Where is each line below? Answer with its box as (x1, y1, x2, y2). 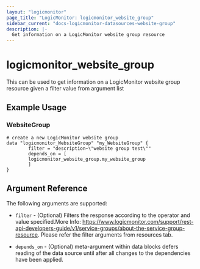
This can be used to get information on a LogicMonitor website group (6, 78, 180, 86)
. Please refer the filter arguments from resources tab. (37, 230, 173, 238)
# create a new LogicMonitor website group (6, 134, 119, 141)
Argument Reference (6, 183, 88, 194)
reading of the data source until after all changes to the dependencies (15, 249, 191, 257)
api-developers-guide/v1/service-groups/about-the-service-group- (15, 224, 185, 232)
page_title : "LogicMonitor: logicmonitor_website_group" (6, 15, 154, 21)
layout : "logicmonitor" (6, 9, 67, 15)
